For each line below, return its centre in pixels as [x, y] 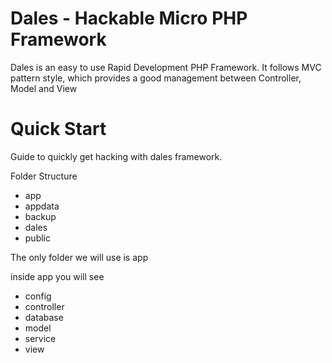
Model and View [44, 88]
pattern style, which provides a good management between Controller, [156, 78]
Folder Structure [44, 176]
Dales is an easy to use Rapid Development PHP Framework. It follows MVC [166, 67]
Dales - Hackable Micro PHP [129, 18]
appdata [42, 206]
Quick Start [58, 129]
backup [40, 216]
